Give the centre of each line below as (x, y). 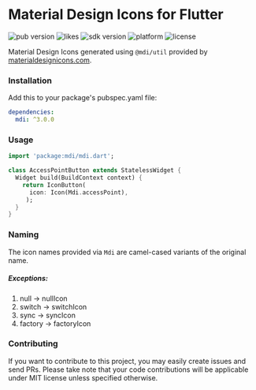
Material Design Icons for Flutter (116, 15)
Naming (24, 234)
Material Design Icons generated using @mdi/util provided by (108, 51)
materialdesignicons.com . (50, 60)
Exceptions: (28, 279)
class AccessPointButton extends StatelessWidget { (95, 171)
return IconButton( (54, 185)
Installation (30, 81)
